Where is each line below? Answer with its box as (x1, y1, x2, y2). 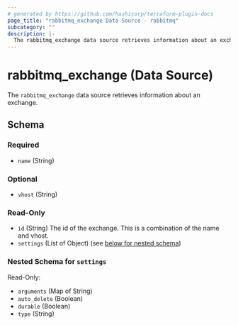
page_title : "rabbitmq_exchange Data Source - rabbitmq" (7, 17, 179, 24)
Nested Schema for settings (7, 257, 107, 267)
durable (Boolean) (17, 302, 71, 310)
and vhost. (17, 231, 50, 240)
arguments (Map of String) (17, 287, 93, 295)
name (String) (17, 156, 55, 165)
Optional (7, 174, 38, 184)
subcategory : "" (7, 23, 55, 31)
